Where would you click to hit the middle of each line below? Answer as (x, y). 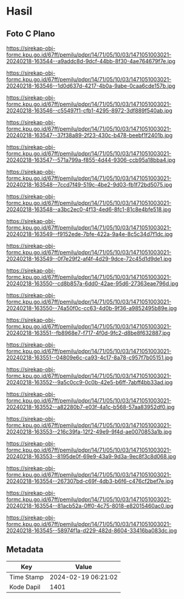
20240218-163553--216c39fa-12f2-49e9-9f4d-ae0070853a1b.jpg (89, 432)
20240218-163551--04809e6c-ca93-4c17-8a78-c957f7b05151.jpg (90, 358)
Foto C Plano (31, 34)
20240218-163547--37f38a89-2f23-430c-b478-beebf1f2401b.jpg (90, 135)
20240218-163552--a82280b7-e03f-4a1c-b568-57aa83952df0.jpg (90, 407)
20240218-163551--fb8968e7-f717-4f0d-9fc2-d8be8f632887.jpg (88, 333)
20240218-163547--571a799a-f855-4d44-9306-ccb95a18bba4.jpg (91, 160)
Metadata (25, 549)
